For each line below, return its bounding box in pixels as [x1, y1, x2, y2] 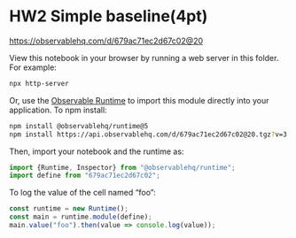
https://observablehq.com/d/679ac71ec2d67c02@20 [9, 35, 204, 46]
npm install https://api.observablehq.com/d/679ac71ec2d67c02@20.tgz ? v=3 [9, 130, 288, 139]
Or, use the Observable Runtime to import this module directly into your [9, 95, 269, 105]
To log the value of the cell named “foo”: [9, 188, 157, 198]
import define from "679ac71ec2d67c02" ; [9, 171, 161, 180]
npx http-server [9, 79, 69, 88]
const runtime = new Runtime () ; [9, 204, 129, 213]
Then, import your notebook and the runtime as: [9, 146, 184, 157]
